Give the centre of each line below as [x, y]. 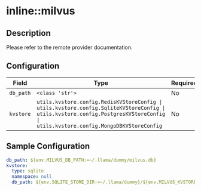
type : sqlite [28, 171]
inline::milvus [41, 11]
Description [28, 33]
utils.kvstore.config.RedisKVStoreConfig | [100, 102]
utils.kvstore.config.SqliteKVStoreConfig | [101, 108]
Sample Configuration [48, 147]
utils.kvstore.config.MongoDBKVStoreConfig [100, 126]
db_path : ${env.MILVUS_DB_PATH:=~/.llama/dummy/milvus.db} [81, 160]
